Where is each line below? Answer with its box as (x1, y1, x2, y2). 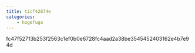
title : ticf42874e (6, 8, 51, 15)
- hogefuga (16, 19, 43, 25)
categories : (6, 14, 35, 20)
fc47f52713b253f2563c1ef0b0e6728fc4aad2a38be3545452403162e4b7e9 (6, 36, 190, 43)
